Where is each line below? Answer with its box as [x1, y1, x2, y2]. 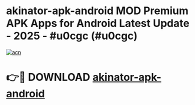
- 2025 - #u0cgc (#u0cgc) [6, 29, 138, 42]
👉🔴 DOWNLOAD [6, 71, 90, 84]
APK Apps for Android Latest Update [6, 17, 190, 30]
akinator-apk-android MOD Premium [6, 4, 189, 18]
